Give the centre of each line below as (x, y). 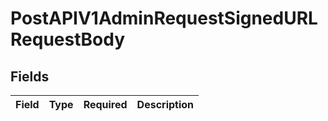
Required (105, 104)
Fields (30, 76)
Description (165, 104)
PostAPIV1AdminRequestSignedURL (164, 18)
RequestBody (67, 39)
